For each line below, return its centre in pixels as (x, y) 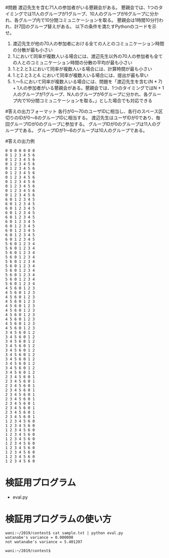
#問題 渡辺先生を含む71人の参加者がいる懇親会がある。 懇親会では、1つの (82, 7)
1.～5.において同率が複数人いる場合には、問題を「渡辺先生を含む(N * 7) (88, 82)
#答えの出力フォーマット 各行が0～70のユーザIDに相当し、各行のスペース (82, 111)
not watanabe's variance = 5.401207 (44, 542)
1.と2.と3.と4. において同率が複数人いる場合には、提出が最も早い (80, 75)
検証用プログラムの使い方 (58, 519)
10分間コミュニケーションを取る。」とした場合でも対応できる (89, 101)
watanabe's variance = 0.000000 (39, 537)
